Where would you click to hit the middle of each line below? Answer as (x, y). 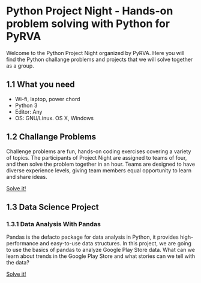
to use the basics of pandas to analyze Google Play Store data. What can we (101, 250)
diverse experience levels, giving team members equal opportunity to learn (99, 170)
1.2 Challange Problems (51, 137)
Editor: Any (28, 111)
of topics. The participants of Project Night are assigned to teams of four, (97, 157)
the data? (18, 263)
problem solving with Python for (88, 24)
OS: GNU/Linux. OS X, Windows (54, 118)
